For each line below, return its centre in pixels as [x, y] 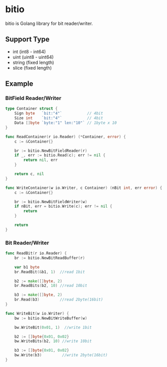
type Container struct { [31, 109]
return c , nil [29, 174]
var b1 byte [27, 267]
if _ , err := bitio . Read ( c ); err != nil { [60, 155]
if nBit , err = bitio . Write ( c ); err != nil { [63, 207]
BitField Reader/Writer [34, 98]
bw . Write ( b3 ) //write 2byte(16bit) [61, 355]
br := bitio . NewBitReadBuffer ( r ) [50, 258]
